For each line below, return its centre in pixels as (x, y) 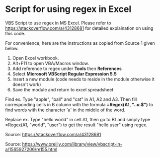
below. (12, 48)
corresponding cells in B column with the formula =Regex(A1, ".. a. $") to (79, 104)
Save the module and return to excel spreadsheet (63, 89)
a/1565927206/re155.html (31, 149)
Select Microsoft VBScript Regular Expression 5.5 (64, 74)
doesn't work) (27, 84)
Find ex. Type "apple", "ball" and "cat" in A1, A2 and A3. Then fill (71, 99)
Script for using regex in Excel (68, 9)
